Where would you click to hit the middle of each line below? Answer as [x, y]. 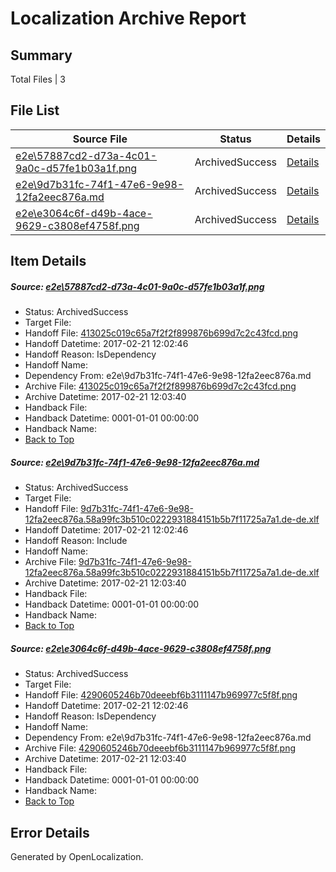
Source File [100, 139]
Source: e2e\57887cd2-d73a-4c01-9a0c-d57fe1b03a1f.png [137, 286]
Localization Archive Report [128, 18]
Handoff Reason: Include [76, 541]
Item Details [48, 261]
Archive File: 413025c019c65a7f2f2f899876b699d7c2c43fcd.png [160, 386]
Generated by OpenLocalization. [77, 856]
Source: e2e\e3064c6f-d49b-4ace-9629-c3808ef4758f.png [141, 648]
